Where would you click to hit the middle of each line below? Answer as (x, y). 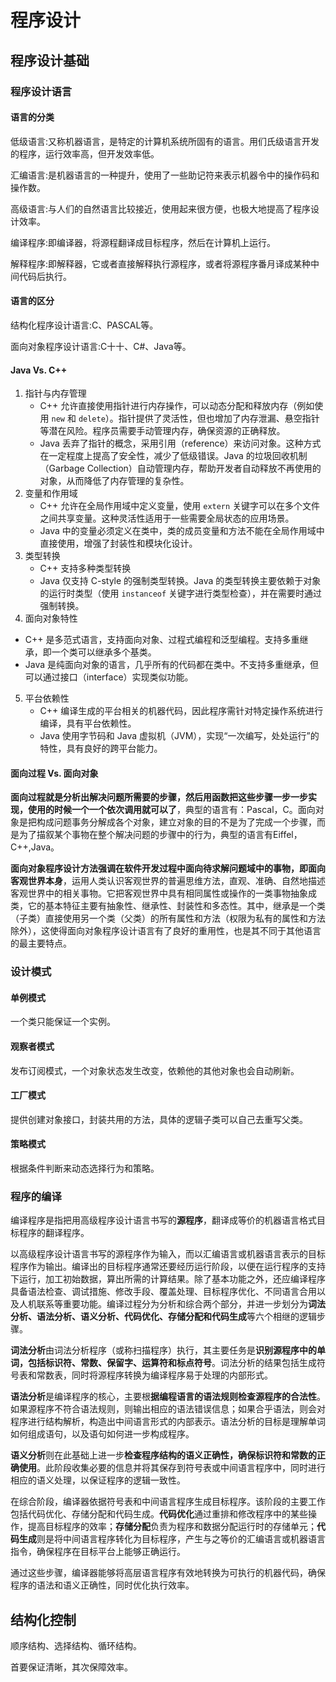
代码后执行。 (45, 276)
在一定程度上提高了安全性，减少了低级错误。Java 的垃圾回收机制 (173, 456)
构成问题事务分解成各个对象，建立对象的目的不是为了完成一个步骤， (176, 822)
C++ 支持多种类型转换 (85, 568)
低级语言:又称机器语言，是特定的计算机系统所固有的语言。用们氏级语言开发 (165, 141)
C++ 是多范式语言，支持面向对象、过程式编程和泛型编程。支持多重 (162, 640)
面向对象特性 (51, 618)
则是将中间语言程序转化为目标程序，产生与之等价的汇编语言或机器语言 (181, 1539)
